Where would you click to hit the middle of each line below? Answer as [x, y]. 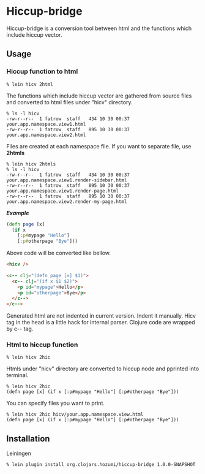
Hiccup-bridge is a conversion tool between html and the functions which [99, 28]
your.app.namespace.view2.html [46, 135]
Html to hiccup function [42, 345]
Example [18, 213]
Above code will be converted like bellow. [59, 253]
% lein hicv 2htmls [31, 164]
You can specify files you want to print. [56, 403]
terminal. [17, 375]
